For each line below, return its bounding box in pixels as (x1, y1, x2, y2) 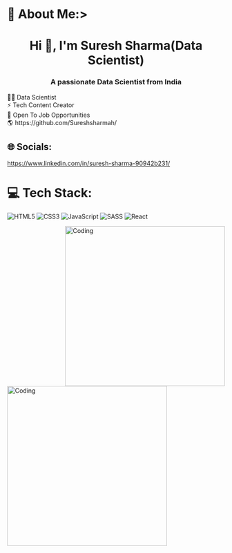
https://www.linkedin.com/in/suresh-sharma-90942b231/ (7, 159, 171, 168)
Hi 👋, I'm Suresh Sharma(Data (29, 38, 203, 54)
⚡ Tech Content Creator (7, 100, 75, 109)
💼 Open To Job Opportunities (7, 111, 90, 119)
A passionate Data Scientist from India (50, 77, 182, 87)
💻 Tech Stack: (7, 185, 93, 200)
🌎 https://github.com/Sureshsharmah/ (7, 118, 117, 126)
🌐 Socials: (7, 141, 52, 153)
